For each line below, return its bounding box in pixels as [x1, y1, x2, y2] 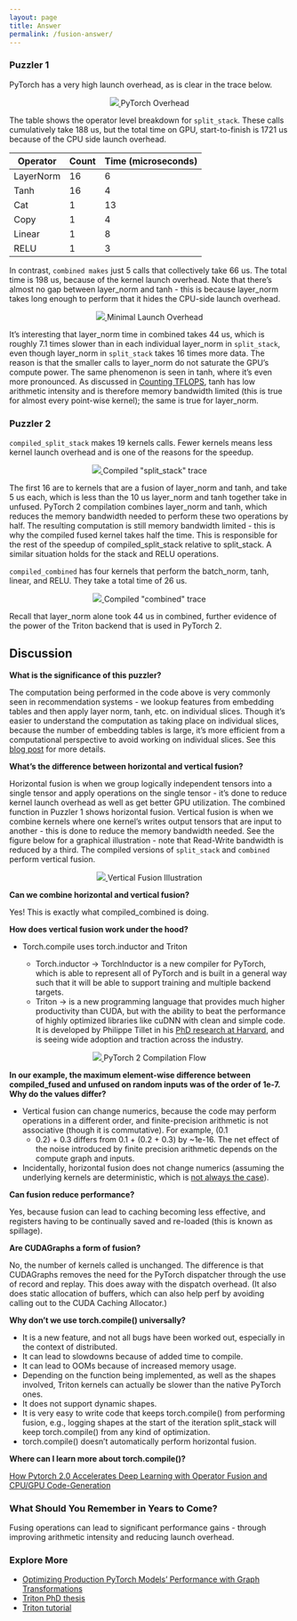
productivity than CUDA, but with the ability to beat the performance [35, 1005, 286, 1016]
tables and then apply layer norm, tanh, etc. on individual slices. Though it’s [9, 706, 286, 716]
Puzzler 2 [9, 417, 52, 430]
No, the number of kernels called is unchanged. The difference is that [9, 1260, 264, 1270]
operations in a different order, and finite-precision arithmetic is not [21, 1115, 269, 1125]
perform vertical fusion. [9, 853, 96, 864]
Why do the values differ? [9, 1088, 107, 1099]
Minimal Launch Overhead [106, 311, 204, 322]
